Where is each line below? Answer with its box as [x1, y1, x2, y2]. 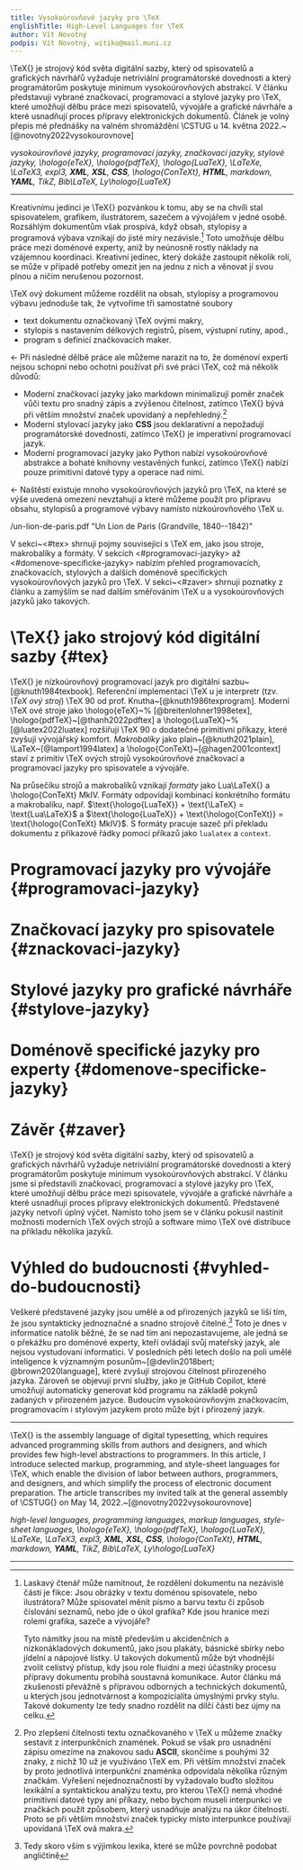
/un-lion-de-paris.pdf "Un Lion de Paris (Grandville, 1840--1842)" [10, 520, 254, 532]
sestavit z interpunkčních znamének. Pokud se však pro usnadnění [22, 1737, 272, 1747]
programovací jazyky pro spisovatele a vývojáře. [10, 762, 190, 773]
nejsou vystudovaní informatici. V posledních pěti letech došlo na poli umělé [10, 1346, 292, 1357]
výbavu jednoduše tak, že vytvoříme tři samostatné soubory [10, 297, 233, 308]
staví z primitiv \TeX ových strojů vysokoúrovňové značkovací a [10, 753, 245, 763]
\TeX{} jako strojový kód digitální [10, 627, 261, 647]
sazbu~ [221, 676, 250, 687]
